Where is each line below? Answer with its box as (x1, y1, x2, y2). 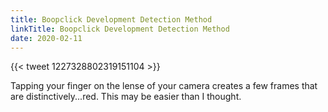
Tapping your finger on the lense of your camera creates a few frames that (10, 80, 318, 92)
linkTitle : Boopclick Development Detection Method (10, 24, 230, 34)
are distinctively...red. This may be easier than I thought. (10, 91, 242, 103)
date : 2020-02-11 (10, 33, 83, 43)
